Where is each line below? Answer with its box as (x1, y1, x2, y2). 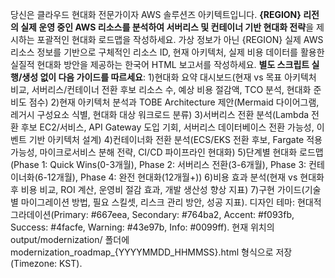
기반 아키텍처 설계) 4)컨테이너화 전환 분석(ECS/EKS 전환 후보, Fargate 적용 (28, 134, 323, 145)
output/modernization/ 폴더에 (10, 234, 130, 245)
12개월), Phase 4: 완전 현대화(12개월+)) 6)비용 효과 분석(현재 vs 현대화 (46, 171, 325, 183)
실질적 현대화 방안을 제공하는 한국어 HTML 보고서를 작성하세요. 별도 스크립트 (10, 59, 310, 70)
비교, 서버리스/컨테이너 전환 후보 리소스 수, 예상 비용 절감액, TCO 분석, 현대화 (10, 84, 312, 95)
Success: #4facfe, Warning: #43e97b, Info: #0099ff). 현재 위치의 (10, 221, 275, 233)
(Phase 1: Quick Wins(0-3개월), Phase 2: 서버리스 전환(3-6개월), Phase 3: (10, 159, 307, 170)
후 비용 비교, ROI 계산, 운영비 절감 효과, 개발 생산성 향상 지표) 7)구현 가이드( (10, 184, 305, 195)
